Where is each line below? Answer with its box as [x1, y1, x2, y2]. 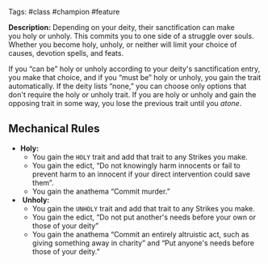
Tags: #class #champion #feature [8, 7, 120, 16]
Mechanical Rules [8, 121, 100, 136]
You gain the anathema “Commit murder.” [31, 186, 171, 196]
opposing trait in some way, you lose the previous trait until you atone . [8, 99, 242, 108]
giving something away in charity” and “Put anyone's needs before [31, 238, 254, 248]
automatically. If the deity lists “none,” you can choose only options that [8, 81, 247, 91]
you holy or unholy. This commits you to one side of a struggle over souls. [8, 32, 254, 40]
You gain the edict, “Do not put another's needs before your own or [31, 212, 257, 222]
